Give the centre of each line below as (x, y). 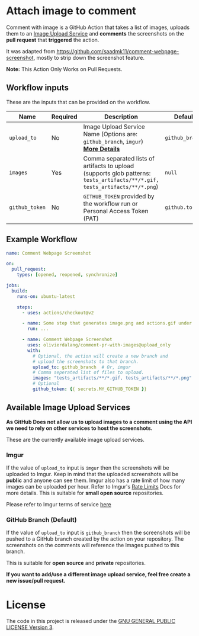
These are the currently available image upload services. (76, 439)
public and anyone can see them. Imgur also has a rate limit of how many (96, 480)
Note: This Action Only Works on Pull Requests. (64, 69)
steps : (25, 307)
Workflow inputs (38, 88)
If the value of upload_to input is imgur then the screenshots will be (88, 468)
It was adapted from (31, 51)
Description (121, 117)
